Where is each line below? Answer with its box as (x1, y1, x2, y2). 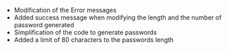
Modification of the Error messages (13, 6, 117, 14)
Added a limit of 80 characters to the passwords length (13, 36, 174, 44)
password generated (13, 21, 74, 29)
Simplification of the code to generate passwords (13, 28, 157, 36)
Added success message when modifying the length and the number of (13, 13, 222, 22)
